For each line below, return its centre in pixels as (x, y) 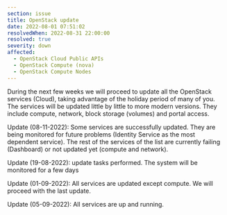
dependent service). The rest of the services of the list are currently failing (114, 141)
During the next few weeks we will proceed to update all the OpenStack (109, 92)
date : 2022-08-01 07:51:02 (46, 26)
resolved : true (29, 40)
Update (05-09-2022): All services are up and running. (86, 204)
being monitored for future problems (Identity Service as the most (101, 134)
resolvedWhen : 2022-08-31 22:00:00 (59, 33)
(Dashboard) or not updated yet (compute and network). (88, 149)
